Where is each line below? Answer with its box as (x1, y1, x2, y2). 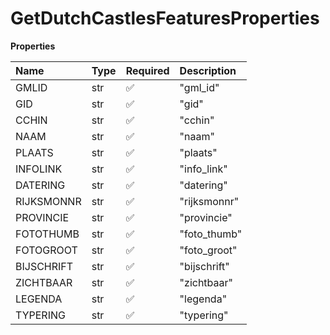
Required (125, 63, 170, 77)
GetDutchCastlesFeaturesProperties (10, 7, 320, 30)
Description (179, 63, 237, 77)
